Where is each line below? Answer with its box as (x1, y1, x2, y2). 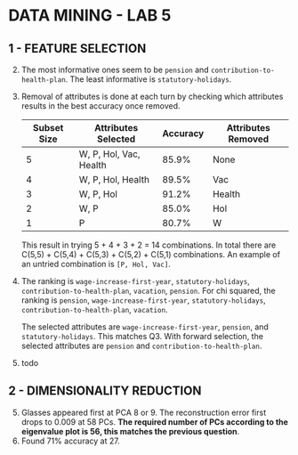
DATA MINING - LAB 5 (8, 5, 172, 26)
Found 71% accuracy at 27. (20, 435, 121, 446)
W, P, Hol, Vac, (78, 148, 141, 160)
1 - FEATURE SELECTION (8, 41, 147, 56)
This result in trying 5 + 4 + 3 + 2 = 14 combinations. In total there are (20, 240, 277, 250)
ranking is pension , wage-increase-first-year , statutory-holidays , (20, 295, 266, 305)
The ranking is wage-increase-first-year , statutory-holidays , (20, 276, 250, 286)
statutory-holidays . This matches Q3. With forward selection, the (20, 331, 264, 341)
